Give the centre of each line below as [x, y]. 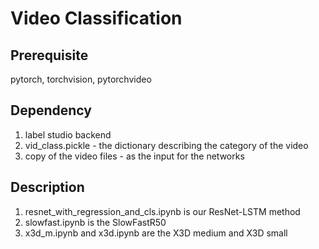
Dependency [51, 110]
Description [47, 187]
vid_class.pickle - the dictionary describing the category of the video [166, 145]
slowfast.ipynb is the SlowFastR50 [95, 222]
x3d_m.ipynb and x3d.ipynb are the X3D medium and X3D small [156, 233]
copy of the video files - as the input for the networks [134, 156]
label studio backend [68, 134]
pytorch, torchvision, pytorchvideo [81, 79]
